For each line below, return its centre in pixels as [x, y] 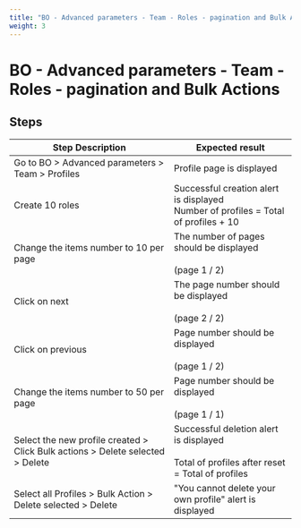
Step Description [90, 147]
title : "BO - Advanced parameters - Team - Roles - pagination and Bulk [148, 17]
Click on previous [50, 349]
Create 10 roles [47, 205]
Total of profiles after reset [229, 462]
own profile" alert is [215, 499]
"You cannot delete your [224, 488]
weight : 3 [28, 26]
